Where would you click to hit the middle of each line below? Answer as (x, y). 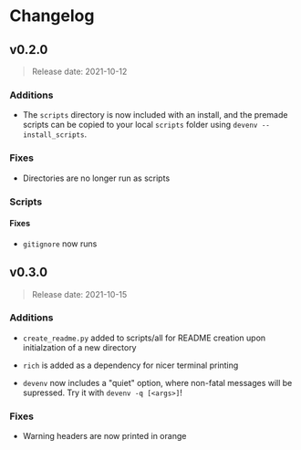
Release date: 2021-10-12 (79, 71)
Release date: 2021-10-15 (79, 294)
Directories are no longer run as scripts (96, 178)
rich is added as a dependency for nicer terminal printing (130, 365)
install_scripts (53, 135)
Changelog (52, 16)
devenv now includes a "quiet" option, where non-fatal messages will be (157, 382)
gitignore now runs (60, 244)
